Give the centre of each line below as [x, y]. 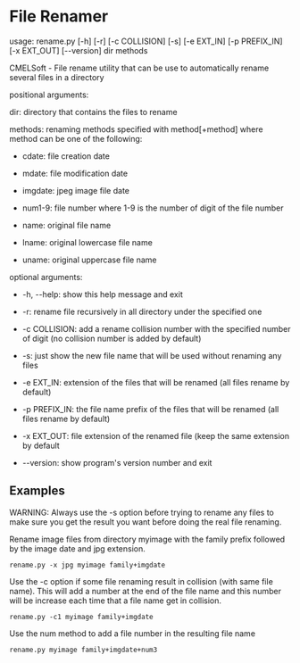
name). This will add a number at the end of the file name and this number [145, 591]
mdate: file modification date [75, 173]
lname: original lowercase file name [87, 242]
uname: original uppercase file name [89, 260]
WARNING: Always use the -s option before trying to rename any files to [142, 512]
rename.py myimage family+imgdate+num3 [83, 650]
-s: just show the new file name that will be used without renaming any [152, 355]
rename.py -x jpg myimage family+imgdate [87, 565]
